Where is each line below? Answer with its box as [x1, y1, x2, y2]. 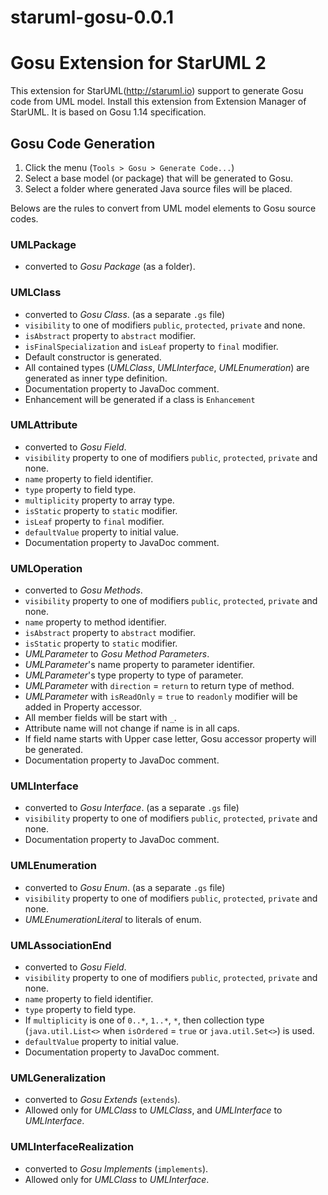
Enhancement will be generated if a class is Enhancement [24, 393, 256, 405]
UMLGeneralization [10, 1071, 107, 1085]
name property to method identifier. [24, 616, 167, 628]
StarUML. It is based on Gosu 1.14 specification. [10, 106, 207, 118]
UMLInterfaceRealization [10, 1140, 135, 1154]
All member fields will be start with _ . [24, 712, 177, 724]
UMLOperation [10, 561, 83, 575]
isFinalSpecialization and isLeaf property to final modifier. [24, 340, 279, 352]
